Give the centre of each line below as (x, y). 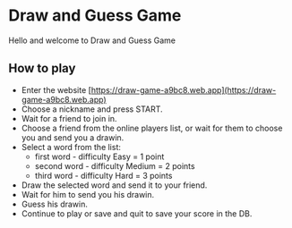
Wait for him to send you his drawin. (88, 194)
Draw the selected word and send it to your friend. (114, 185)
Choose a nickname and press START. (92, 109)
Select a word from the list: (71, 147)
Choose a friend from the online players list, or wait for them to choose (152, 128)
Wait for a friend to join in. (69, 118)
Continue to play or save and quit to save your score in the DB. (137, 213)
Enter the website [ (56, 89)
